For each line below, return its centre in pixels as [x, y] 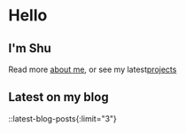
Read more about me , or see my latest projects [93, 69]
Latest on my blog [58, 97]
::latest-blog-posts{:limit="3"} [62, 118]
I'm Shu [30, 48]
